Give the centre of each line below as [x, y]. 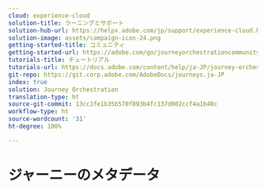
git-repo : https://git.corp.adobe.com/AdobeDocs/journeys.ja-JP [116, 75]
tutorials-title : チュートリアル [59, 60]
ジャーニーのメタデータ [84, 175]
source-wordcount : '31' [47, 119]
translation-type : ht [44, 97]
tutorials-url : [33, 67]
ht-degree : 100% [35, 126]
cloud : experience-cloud [49, 15]
